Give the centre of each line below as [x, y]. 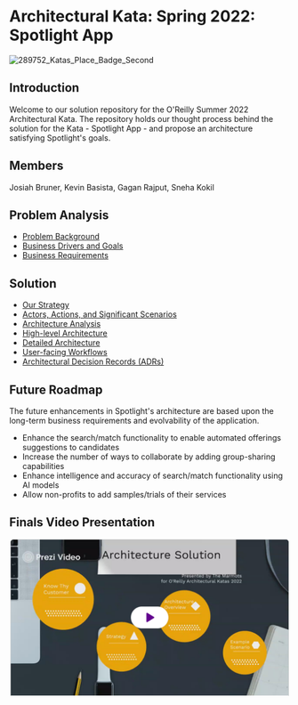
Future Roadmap [56, 389]
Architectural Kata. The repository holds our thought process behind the [141, 118]
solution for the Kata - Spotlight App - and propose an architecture [131, 128]
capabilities [43, 466]
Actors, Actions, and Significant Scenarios [100, 314]
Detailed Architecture [61, 343]
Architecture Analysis [61, 324]
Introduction [44, 88]
